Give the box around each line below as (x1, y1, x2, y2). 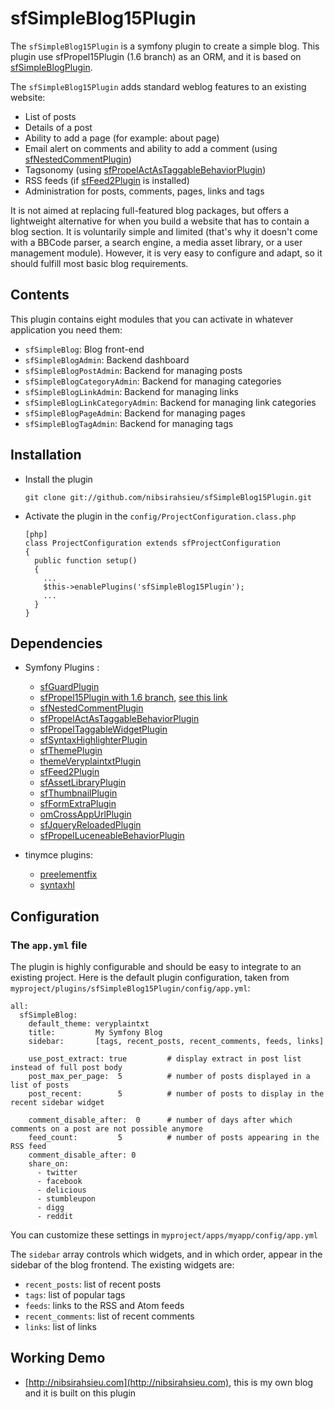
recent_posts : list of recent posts (24, 1278, 162, 1291)
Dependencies (10, 635, 103, 652)
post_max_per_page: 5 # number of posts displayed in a (28, 1072, 311, 1082)
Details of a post (24, 121, 93, 133)
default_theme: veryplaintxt (28, 1019, 150, 1029)
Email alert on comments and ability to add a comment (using (24, 142, 278, 154)
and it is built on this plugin (24, 1387, 137, 1399)
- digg (36, 1203, 65, 1213)
